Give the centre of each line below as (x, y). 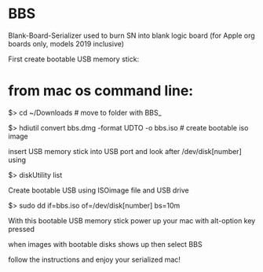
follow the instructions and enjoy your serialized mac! (94, 259)
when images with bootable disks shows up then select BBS (105, 244)
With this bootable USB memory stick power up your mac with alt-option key (132, 220)
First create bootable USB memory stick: (74, 59)
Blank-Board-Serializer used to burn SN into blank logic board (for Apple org (131, 35)
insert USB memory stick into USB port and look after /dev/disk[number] (125, 151)
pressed (22, 229)
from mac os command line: (101, 91)
